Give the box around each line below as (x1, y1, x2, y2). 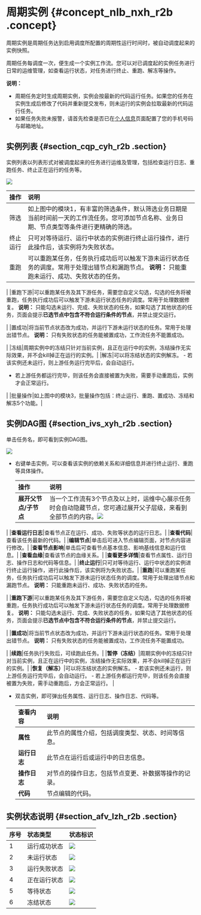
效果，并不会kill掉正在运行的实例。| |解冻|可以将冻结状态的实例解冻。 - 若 (11, 351, 193, 358)
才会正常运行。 (14, 379, 52, 386)
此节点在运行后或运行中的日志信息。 (47, 753, 149, 762)
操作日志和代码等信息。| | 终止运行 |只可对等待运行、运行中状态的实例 (16, 558, 186, 566)
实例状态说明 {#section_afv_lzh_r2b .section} (6, 811, 178, 822)
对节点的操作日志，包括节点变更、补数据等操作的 (47, 769, 185, 777)
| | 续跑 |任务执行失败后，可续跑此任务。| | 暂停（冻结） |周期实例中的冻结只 (6, 650, 187, 657)
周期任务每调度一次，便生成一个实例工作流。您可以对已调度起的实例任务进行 (6, 59, 195, 67)
